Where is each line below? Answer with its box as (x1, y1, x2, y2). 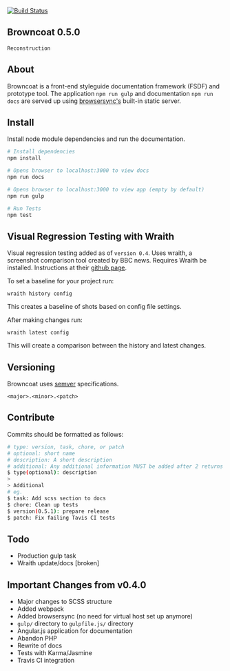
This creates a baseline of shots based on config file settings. (7, 303, 182, 311)
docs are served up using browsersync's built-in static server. (7, 97, 181, 105)
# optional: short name (7, 450, 76, 457)
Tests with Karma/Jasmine (17, 649, 93, 656)
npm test (7, 211, 32, 218)
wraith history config (7, 290, 72, 297)
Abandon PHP (17, 634, 57, 642)
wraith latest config (7, 329, 70, 337)
